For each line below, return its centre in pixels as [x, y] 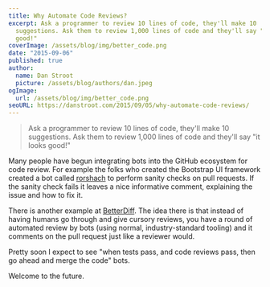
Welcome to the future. [46, 276]
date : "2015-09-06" [41, 53]
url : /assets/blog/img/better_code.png [82, 98]
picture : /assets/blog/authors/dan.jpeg [84, 83]
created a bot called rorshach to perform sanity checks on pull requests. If [131, 178]
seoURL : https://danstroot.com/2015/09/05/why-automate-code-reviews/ [129, 105]
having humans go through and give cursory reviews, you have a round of [131, 219]
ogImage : [23, 90]
